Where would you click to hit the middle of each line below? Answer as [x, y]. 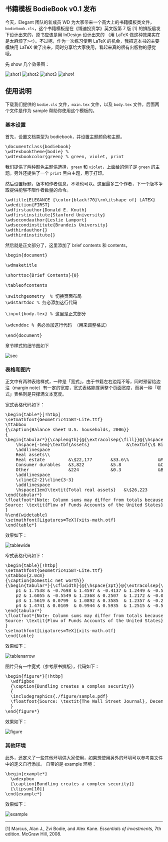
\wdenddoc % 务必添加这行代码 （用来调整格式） [57, 325]
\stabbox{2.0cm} [25, 576]
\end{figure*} [22, 711]
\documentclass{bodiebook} [38, 146]
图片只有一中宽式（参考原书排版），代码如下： [52, 666]
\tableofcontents [26, 285]
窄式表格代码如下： [25, 556]
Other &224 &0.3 [68, 470]
